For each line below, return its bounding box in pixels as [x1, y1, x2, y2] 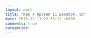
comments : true [5, 21, 37, 26]
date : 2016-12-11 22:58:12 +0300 [5, 16, 75, 21]
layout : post [5, 7, 33, 12]
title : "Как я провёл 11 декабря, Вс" [5, 12, 86, 17]
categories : [5, 26, 30, 31]
